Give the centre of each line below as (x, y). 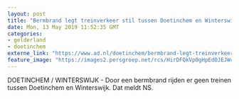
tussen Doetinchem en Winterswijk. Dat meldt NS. (80, 87)
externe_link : (28, 54)
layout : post (27, 14)
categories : (25, 34)
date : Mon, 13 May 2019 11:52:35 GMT (63, 27)
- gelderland (27, 40)
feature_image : (30, 60)
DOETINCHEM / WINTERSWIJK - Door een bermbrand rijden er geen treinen (119, 80)
